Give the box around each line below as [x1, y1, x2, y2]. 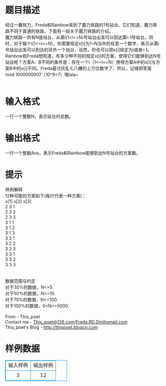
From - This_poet [5, 314, 41, 320]
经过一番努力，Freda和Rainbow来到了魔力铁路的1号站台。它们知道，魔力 [5, 22, 153, 28]
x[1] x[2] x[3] [5, 198, 32, 204]
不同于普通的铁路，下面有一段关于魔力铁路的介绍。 [9, 28, 114, 34]
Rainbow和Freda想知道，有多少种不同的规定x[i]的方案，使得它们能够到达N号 [5, 53, 161, 59]
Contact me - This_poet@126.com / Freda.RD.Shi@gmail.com [5, 319, 127, 325]
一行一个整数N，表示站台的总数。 [5, 113, 74, 119]
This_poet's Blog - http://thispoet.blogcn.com [5, 324, 98, 330]
